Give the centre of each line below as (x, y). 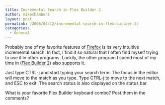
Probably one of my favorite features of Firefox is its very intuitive (72, 47)
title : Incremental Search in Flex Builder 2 (53, 10)
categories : (17, 28)
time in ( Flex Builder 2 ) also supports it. (45, 63)
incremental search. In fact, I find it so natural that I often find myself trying (82, 52)
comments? (17, 98)
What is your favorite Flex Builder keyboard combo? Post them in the (75, 93)
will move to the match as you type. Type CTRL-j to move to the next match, (83, 78)
